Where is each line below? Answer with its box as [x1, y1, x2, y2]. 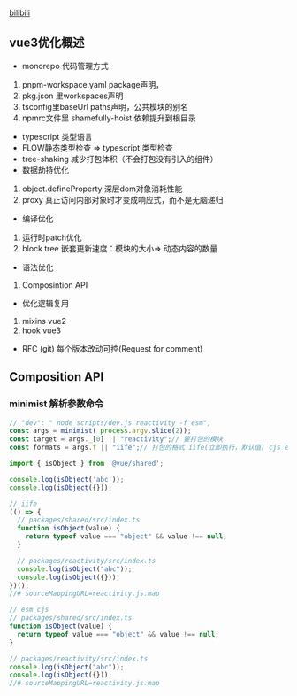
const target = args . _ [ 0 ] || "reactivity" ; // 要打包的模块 [9, 435, 224, 444]
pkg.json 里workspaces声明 [21, 90, 124, 101]
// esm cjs [9, 606, 49, 615]
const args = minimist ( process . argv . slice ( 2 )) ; [9, 427, 192, 436]
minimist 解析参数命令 [9, 398, 104, 410]
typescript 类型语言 [21, 131, 93, 142]
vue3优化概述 [9, 35, 85, 50]
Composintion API [21, 279, 88, 290]
